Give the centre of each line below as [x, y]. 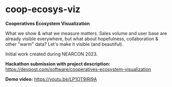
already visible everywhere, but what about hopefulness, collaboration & [82, 39]
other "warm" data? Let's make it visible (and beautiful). [64, 44]
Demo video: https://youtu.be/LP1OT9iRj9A [51, 79]
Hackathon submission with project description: [58, 64]
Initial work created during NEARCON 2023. [52, 54]
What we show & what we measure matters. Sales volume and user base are [86, 33]
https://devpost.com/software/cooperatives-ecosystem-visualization [78, 69]
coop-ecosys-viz [43, 9]
